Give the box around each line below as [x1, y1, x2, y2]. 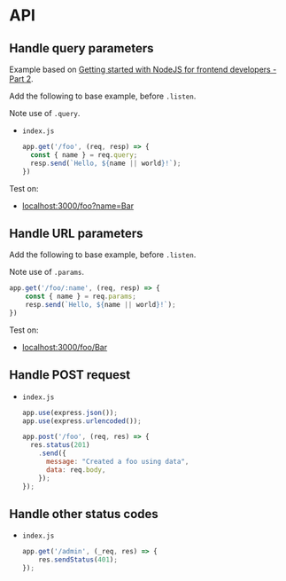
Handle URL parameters [9, 225, 143, 240]
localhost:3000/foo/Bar [21, 342, 108, 352]
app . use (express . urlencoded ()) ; [21, 416, 142, 426]
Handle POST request [9, 367, 131, 382]
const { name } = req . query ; [30, 150, 138, 160]
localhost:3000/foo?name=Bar [21, 200, 135, 211]
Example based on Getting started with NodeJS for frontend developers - [9, 64, 277, 75]
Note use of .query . [9, 108, 81, 118]
